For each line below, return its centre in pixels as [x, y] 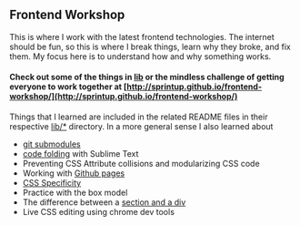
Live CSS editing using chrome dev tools [99, 212]
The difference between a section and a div [104, 202]
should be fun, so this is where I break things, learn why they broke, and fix [150, 46]
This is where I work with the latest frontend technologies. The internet [142, 36]
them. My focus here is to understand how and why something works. [140, 56]
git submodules [51, 144]
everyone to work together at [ [68, 87]
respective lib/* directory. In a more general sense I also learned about [141, 127]
